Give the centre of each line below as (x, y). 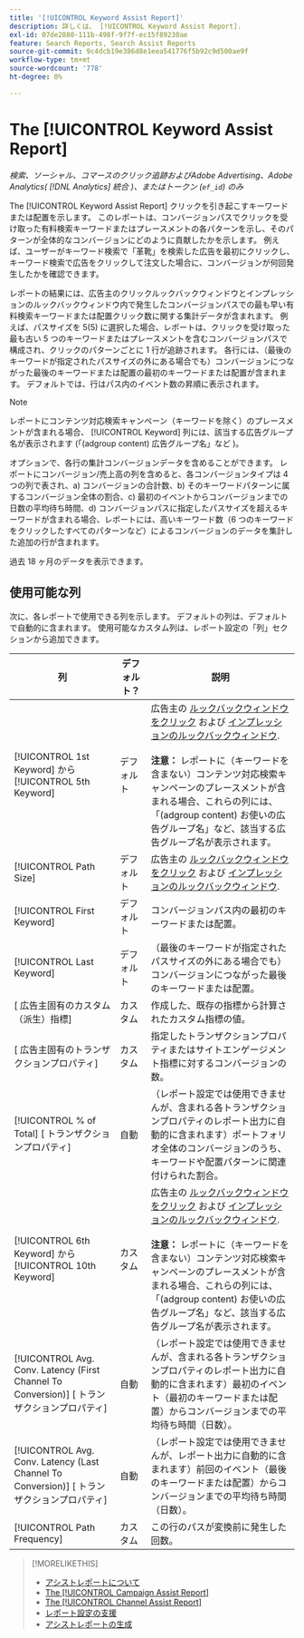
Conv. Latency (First (57, 1370)
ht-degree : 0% (36, 77)
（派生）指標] (43, 1019)
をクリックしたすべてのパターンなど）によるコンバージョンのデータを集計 (147, 531)
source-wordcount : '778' (56, 69)
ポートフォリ (260, 1135)
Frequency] (38, 1538)
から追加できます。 (68, 639)
